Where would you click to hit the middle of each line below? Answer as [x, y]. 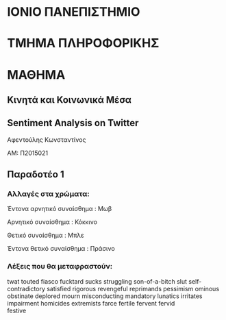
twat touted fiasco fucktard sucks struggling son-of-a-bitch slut [97, 281]
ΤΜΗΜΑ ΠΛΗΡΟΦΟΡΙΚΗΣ [83, 44]
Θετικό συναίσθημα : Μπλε [46, 235]
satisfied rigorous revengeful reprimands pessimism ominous [133, 288]
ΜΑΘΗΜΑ [36, 74]
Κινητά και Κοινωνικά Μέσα [69, 100]
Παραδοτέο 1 [36, 174]
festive [17, 310]
